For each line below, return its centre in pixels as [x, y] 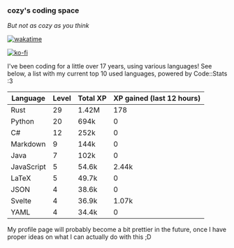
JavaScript [29, 167]
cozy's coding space [43, 10]
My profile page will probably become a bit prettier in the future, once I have [117, 230]
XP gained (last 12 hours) [157, 99]
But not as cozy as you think [48, 26]
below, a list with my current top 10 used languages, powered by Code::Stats [117, 74]
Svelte [21, 201]
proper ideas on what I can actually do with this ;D [79, 237]
